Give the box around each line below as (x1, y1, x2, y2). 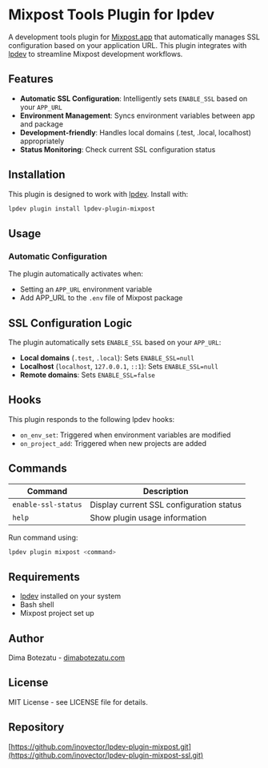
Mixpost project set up (19, 609, 94, 618)
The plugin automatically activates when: (8, 269, 144, 279)
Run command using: (8, 533, 78, 542)
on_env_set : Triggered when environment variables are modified (19, 430, 231, 440)
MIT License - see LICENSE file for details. (8, 697, 148, 706)
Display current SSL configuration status (90, 499, 242, 510)
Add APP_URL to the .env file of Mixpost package (19, 293, 183, 303)
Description (142, 485, 189, 497)
